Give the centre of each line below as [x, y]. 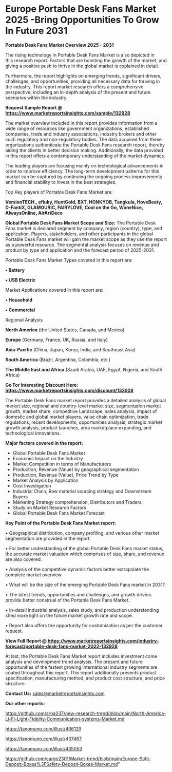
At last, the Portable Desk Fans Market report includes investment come [81, 656]
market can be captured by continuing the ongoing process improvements [84, 176]
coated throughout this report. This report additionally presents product [81, 672]
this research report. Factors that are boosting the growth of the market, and [86, 60]
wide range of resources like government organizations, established [77, 128]
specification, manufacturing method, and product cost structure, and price [85, 678]
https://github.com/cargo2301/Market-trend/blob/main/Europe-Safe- [78, 759]
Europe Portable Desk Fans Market [81, 9]
